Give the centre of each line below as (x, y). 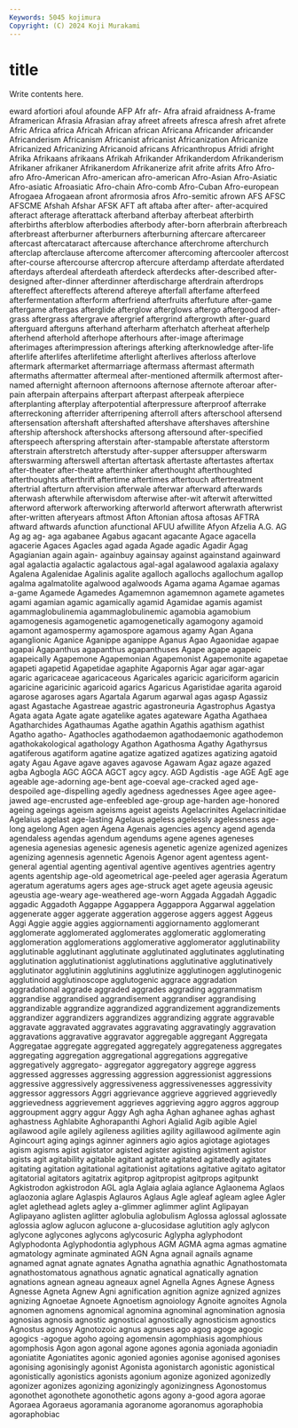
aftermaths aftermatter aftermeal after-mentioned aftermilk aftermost (135, 376)
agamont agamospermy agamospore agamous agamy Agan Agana (131, 631)
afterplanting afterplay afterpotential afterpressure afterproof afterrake (138, 404)
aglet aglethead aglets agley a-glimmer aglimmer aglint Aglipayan (129, 1207)
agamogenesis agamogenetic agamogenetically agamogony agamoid (136, 621)
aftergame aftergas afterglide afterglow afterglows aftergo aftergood (134, 310)
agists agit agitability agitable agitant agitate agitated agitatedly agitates (141, 1160)
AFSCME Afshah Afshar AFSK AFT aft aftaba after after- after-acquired (139, 206)
